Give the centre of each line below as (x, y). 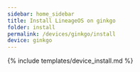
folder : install (31, 27)
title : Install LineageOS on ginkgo (61, 21)
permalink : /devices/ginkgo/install (61, 34)
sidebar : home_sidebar (41, 14)
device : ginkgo (30, 41)
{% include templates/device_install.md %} (70, 61)
